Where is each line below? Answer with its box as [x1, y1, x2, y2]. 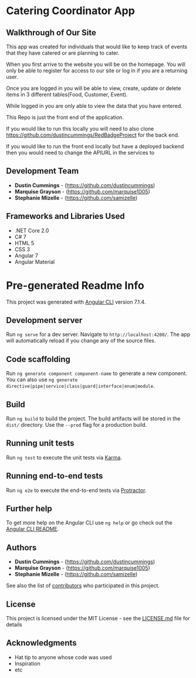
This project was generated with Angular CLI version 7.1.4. [6, 298, 146, 305]
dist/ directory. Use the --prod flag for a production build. [6, 421, 147, 428]
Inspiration [14, 660, 40, 667]
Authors [6, 543, 37, 553]
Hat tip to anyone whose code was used [14, 653, 112, 660]
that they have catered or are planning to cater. [6, 49, 120, 56]
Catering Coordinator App [6, 4, 135, 18]
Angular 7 [14, 252, 38, 259]
